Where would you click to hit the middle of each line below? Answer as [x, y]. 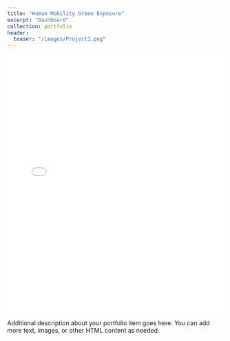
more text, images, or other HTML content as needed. [83, 331]
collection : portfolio [40, 26]
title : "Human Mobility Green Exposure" [66, 13]
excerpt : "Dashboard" [38, 20]
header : [18, 33]
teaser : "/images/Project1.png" [60, 39]
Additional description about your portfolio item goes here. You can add [108, 323]
